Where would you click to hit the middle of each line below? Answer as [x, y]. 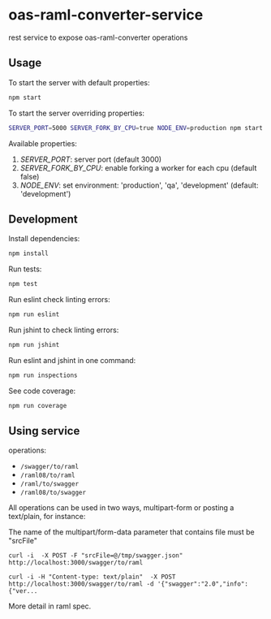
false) [30, 176]
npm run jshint [34, 344]
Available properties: [43, 143]
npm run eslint [34, 314]
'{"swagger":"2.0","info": [203, 584]
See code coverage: [42, 391]
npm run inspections [43, 375]
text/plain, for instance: [47, 517]
